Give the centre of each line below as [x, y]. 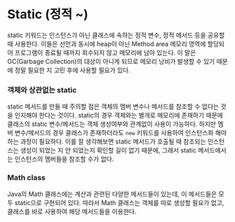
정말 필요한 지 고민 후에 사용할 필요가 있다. [73, 70]
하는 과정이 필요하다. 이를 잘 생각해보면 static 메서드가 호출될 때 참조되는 [107, 141]
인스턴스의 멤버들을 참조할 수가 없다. [64, 159]
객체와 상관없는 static [42, 90]
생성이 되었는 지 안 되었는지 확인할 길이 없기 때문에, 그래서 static [108, 151]
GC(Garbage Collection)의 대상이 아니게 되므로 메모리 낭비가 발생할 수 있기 [111, 61]
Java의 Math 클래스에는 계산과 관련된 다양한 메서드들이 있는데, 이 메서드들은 [112, 194]
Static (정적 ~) [48, 14]
